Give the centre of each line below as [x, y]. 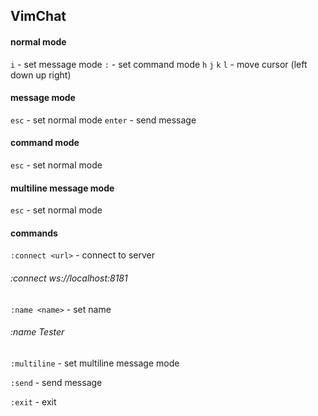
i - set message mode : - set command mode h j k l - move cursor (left [159, 64]
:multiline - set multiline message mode [95, 363]
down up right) [41, 75]
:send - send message [56, 382]
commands [34, 233]
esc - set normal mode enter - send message [103, 120]
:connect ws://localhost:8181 [69, 278]
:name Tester [37, 332]
